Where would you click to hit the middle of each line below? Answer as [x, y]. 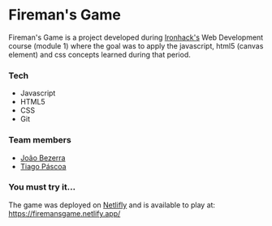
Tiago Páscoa [43, 166]
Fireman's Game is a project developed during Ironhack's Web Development [136, 37]
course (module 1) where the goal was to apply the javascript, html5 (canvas [136, 45]
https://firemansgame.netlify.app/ [65, 213]
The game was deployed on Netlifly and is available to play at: [112, 205]
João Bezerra [43, 158]
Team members [40, 140]
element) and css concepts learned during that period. [99, 54]
